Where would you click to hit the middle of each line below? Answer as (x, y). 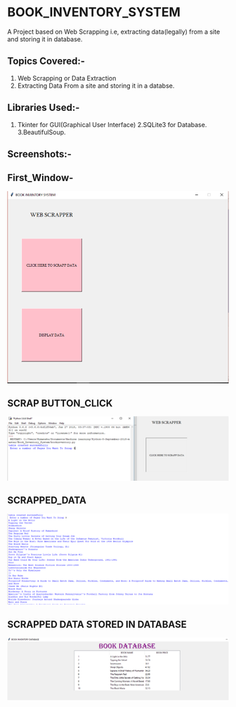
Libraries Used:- (44, 108)
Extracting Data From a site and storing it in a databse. (96, 86)
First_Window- (40, 178)
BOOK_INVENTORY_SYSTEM (94, 12)
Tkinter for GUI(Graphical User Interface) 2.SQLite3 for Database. (112, 124)
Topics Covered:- (46, 61)
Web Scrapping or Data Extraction (67, 78)
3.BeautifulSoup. (41, 132)
